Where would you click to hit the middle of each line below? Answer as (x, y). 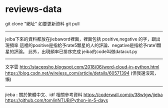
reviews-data (33, 9)
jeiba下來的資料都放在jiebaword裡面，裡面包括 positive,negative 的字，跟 (81, 39)
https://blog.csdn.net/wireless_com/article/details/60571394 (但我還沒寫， (82, 73)
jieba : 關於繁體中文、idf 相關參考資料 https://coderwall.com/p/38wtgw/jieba (84, 94)
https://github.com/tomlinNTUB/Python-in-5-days (57, 100)
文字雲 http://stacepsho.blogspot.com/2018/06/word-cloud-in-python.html (82, 66)
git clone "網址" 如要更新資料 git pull (42, 23)
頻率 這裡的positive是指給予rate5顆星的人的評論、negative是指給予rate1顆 (85, 45)
